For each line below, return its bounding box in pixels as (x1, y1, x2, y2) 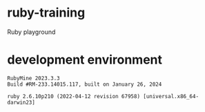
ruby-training (7, 5, 86, 21)
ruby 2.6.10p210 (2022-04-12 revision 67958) (7, 93, 140, 100)
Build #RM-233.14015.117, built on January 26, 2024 (7, 81, 162, 88)
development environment (7, 52, 162, 68)
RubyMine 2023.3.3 (7, 75, 60, 82)
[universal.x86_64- (142, 93, 199, 100)
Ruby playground (7, 28, 56, 36)
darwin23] (7, 99, 36, 106)
